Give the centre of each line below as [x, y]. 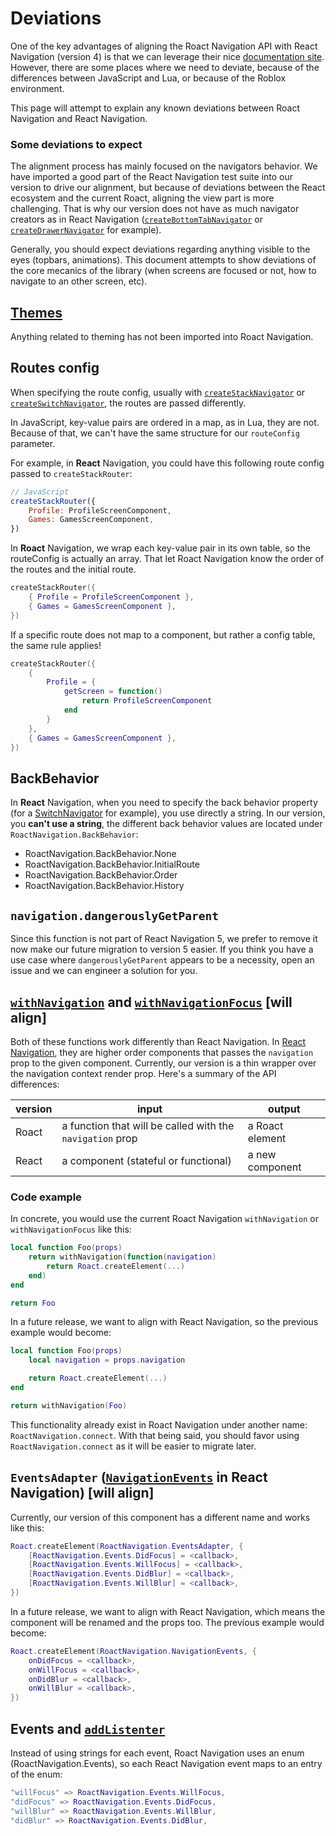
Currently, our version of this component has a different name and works [160, 1517]
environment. [37, 88]
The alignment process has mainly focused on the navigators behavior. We [164, 166]
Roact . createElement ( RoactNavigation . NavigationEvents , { [133, 1651]
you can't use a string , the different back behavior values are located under [166, 824]
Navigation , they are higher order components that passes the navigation [162, 1052]
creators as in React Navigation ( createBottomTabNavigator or [136, 219]
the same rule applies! [56, 645]
